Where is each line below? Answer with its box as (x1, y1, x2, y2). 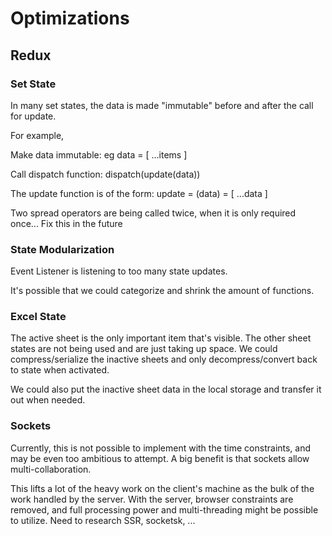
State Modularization (10, 242, 115, 256)
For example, (10, 129, 65, 141)
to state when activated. (10, 364, 110, 376)
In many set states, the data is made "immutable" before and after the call (10, 99, 314, 111)
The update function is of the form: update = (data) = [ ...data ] (10, 187, 268, 199)
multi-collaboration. (10, 463, 92, 475)
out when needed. (10, 394, 86, 406)
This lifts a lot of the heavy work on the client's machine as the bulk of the (10, 482, 315, 494)
